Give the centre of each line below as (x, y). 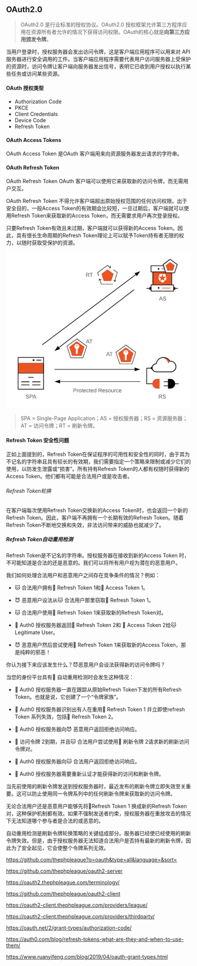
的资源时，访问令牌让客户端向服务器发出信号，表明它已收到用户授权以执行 (96, 66)
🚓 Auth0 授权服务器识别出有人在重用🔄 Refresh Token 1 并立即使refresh (100, 709)
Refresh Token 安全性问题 (38, 440)
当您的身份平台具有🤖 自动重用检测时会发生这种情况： (70, 677)
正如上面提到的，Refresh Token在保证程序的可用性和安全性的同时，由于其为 (98, 455)
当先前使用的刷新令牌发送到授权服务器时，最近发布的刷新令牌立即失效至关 (96, 786)
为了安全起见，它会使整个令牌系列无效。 (60, 848)
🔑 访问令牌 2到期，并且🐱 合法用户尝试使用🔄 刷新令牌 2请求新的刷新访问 (102, 741)
